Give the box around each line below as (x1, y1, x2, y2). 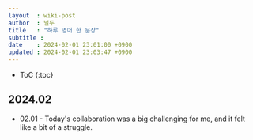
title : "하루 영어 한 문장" (8, 26, 100, 34)
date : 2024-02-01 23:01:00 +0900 (8, 41, 133, 49)
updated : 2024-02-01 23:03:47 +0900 (8, 48, 133, 56)
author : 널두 (8, 19, 55, 27)
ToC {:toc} (19, 70, 54, 79)
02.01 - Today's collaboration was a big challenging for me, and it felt (19, 114, 245, 123)
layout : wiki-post (8, 11, 77, 20)
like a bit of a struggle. (19, 122, 93, 131)
